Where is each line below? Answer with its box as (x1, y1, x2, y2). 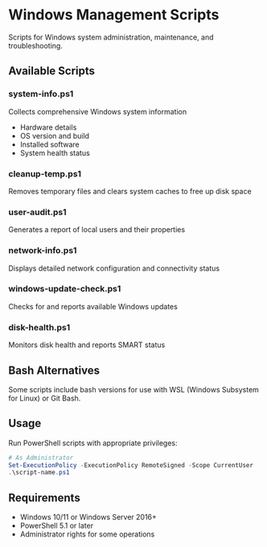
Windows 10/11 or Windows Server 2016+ (19, 512, 157, 522)
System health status (19, 147, 90, 158)
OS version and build (19, 131, 90, 140)
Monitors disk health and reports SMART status (8, 340, 166, 350)
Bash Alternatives (8, 363, 101, 377)
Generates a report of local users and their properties (8, 225, 186, 234)
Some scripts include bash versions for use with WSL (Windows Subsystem (8, 384, 260, 394)
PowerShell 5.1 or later (19, 521, 94, 531)
